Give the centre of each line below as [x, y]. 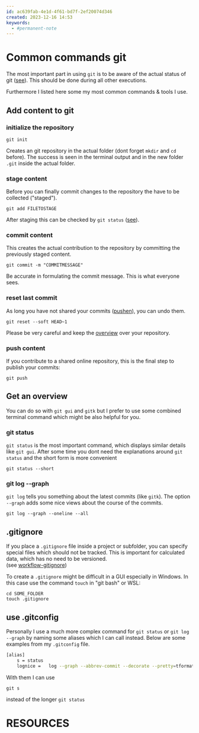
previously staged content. [39, 254]
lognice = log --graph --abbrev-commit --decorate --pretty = [97, 666]
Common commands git [66, 58]
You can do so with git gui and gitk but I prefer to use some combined [94, 411]
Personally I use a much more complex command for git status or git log [98, 632]
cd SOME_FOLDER [25, 594]
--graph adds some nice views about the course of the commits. [84, 503]
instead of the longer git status [46, 699]
